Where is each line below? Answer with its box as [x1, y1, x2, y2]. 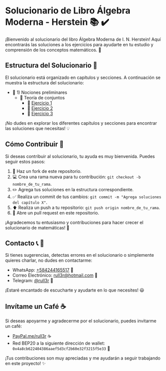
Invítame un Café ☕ [5, 302, 66, 310]
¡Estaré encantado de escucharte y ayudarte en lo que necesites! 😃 [5, 287, 145, 293]
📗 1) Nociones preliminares [12, 89, 68, 95]
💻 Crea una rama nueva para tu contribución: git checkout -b [12, 174, 141, 180]
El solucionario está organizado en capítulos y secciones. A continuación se [5, 74, 161, 80]
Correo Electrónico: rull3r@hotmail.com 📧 [12, 272, 98, 278]
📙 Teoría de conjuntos [19, 94, 65, 100]
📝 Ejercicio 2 [27, 105, 53, 111]
